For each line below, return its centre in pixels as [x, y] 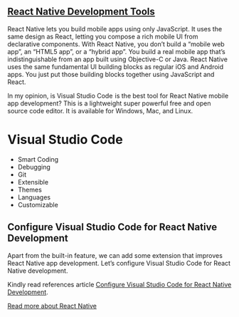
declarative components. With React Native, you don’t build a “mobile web [116, 44]
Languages [34, 197]
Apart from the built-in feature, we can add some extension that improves [115, 255]
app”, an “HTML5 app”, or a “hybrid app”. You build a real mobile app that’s [117, 51]
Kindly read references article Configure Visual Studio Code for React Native [119, 284]
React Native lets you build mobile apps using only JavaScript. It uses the [115, 28]
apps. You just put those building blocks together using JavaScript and [111, 74]
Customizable [38, 204]
